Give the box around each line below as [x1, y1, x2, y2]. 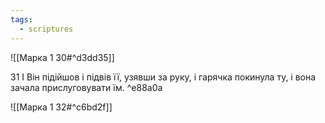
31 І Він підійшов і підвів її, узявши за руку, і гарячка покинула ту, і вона [10, 71, 317, 83]
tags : [10, 14, 33, 25]
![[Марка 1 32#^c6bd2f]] [10, 101, 113, 113]
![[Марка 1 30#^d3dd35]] [10, 51, 115, 63]
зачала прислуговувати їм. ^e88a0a [10, 81, 163, 93]
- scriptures [19, 24, 74, 34]
